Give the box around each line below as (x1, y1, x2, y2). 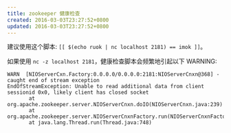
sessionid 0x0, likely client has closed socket (7, 89, 149, 96)
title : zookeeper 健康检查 (7, 10, 80, 17)
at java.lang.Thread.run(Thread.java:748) (28, 119, 153, 126)
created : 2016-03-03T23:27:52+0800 (7, 17, 109, 23)
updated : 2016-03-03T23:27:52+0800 (7, 23, 109, 30)
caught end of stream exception (7, 77, 100, 84)
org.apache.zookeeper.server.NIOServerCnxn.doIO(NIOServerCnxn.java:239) (7, 101, 223, 108)
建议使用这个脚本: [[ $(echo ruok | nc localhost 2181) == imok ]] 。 (7, 43, 207, 51)
